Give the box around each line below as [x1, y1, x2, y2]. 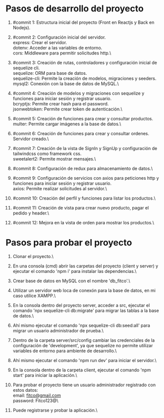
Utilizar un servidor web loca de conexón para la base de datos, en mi [12, 287, 156, 293]
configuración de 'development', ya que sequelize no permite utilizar [12, 342, 153, 348]
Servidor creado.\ [12, 136, 49, 142]
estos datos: [12, 387, 39, 393]
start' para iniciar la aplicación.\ [12, 372, 77, 378]
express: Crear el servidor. [12, 39, 67, 45]
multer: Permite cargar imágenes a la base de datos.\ [12, 121, 121, 127]
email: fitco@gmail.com [12, 392, 61, 398]
